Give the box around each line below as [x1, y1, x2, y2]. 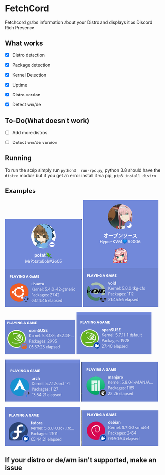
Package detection [12, 62, 51, 68]
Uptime [12, 82, 28, 88]
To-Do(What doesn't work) [5, 116, 90, 125]
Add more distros [12, 129, 48, 135]
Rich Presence [5, 24, 34, 30]
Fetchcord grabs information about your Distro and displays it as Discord [5, 19, 153, 25]
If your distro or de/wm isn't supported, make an [5, 456, 157, 464]
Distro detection [12, 52, 45, 58]
